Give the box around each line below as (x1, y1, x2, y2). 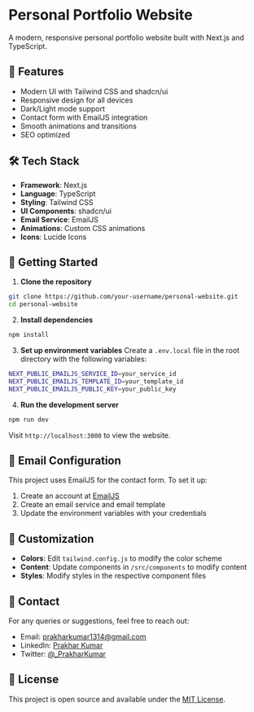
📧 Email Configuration (8, 453, 122, 467)
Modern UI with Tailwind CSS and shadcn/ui (20, 86, 169, 96)
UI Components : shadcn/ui (20, 206, 112, 216)
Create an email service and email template (20, 500, 166, 509)
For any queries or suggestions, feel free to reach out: (8, 616, 190, 626)
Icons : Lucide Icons (20, 232, 87, 242)
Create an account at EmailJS (20, 491, 120, 501)
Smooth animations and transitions (20, 120, 137, 131)
